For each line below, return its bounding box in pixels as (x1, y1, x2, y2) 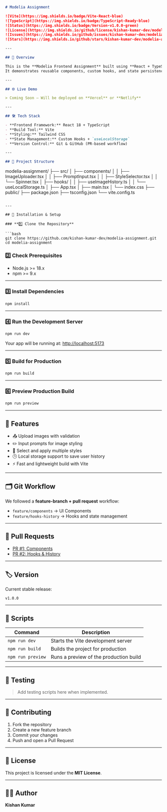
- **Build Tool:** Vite (5, 127, 55, 132)
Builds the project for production (50, 645, 127, 652)
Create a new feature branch (12, 727, 72, 733)
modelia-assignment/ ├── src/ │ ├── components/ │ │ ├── (5, 168, 130, 174)
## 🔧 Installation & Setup (5, 212, 61, 217)
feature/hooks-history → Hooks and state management (12, 513, 128, 519)
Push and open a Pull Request (12, 737, 74, 743)
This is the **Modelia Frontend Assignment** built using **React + (5, 64, 150, 69)
